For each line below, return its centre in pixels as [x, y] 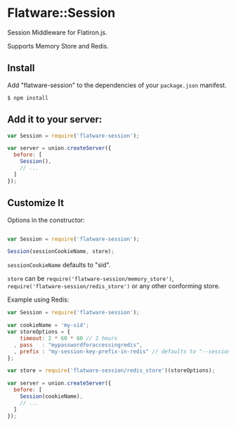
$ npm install [28, 98]
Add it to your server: [55, 120]
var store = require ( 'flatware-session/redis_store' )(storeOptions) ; [111, 370]
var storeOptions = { [39, 332]
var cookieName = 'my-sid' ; [48, 325]
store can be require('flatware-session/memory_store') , [91, 278]
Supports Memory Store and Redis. [58, 46]
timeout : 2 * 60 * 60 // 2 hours [69, 338]
